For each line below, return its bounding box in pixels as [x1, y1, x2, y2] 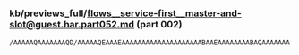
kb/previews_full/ [9, 7, 88, 20]
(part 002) [135, 18, 183, 30]
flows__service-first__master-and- [86, 7, 242, 20]
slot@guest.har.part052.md [9, 18, 135, 30]
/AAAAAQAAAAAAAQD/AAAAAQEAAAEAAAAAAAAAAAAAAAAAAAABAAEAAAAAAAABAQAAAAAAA [9, 38, 291, 47]
